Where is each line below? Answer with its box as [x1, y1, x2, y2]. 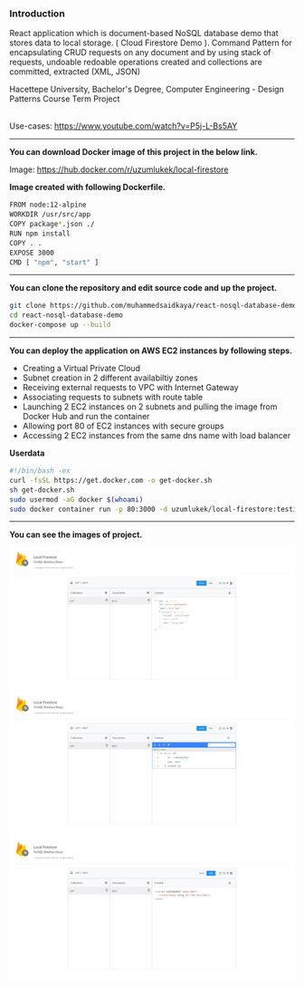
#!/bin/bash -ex [9, 466, 71, 475]
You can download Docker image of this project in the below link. [9, 147, 258, 158]
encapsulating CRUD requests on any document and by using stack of [9, 47, 271, 58]
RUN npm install [9, 229, 71, 238]
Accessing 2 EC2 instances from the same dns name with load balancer [22, 430, 291, 441]
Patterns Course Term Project [9, 93, 120, 104]
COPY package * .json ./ [9, 220, 95, 229]
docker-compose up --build [9, 321, 111, 330]
